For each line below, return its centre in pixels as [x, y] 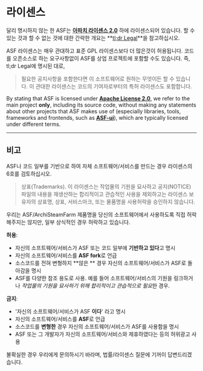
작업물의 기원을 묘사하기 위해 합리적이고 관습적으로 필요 [87, 286]
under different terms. [34, 124]
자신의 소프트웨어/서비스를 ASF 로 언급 [60, 319]
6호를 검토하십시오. [29, 174]
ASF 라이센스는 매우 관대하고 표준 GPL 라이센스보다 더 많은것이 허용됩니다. [95, 51]
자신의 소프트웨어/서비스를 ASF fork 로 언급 [66, 255]
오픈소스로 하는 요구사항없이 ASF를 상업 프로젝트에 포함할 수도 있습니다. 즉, [101, 58]
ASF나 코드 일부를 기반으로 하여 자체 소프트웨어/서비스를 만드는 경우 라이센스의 [99, 166]
